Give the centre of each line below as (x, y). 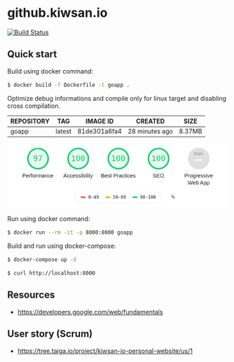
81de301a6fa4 (100, 132)
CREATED (150, 121)
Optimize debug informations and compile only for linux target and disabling (117, 98)
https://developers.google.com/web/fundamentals (90, 312)
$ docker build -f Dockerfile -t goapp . (69, 85)
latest (64, 132)
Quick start (32, 54)
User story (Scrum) (50, 334)
